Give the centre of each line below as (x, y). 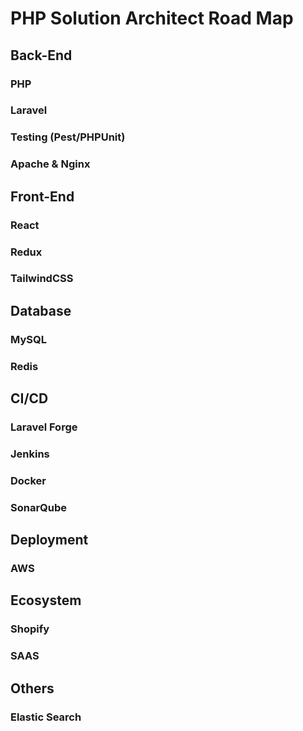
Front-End (42, 196)
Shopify (30, 629)
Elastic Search (46, 717)
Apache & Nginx (50, 164)
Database (41, 310)
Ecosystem (46, 600)
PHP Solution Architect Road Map (152, 18)
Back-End (41, 55)
